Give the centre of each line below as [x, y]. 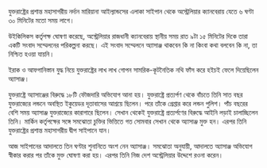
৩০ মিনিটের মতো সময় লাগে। [41, 20]
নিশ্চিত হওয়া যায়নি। [31, 54]
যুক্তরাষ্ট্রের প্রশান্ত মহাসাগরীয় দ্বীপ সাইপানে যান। [60, 130]
